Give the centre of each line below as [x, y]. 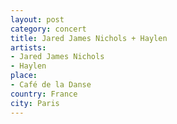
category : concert [48, 29]
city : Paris [35, 103]
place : [24, 76]
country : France [44, 94]
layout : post [37, 19]
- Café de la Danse [51, 85]
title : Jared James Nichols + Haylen [89, 38]
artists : [28, 47]
